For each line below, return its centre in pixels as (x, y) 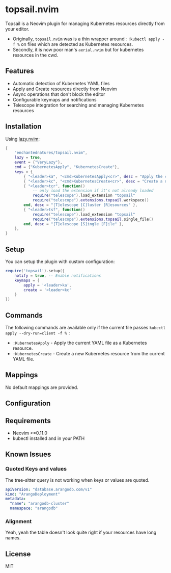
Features (20, 71)
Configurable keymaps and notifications (54, 99)
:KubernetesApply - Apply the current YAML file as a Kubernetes (80, 343)
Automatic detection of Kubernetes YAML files (61, 83)
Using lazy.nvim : (22, 139)
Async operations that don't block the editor (59, 94)
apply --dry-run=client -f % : (38, 333)
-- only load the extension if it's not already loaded (93, 191)
